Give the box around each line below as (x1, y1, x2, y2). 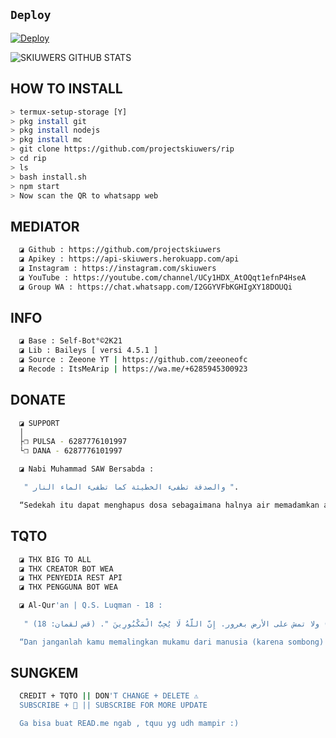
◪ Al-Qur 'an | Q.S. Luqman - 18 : (19, 600, 163, 611)
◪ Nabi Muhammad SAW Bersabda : (19, 464, 155, 474)
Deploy (10, 8, 52, 23)
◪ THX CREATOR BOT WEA (19, 564, 114, 574)
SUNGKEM (10, 665, 79, 682)
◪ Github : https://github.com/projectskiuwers (19, 245, 222, 255)
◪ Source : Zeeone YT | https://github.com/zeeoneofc (19, 355, 248, 365)
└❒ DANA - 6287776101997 (19, 446, 123, 456)
